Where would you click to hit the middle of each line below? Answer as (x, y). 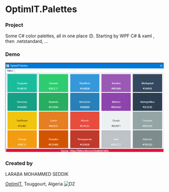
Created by (19, 163)
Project (14, 25)
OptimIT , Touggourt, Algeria (34, 184)
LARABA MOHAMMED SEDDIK (37, 174)
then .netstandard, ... (27, 41)
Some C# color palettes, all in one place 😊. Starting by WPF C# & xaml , (80, 36)
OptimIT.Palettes (41, 9)
